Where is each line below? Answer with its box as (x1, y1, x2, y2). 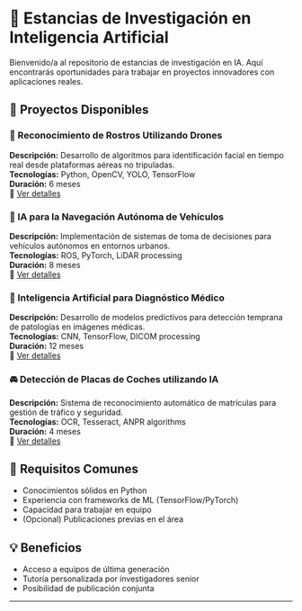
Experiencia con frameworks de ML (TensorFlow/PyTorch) (22, 495, 239, 506)
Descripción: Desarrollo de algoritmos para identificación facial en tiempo (9, 149, 285, 160)
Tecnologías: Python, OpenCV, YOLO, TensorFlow (9, 168, 196, 179)
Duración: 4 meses (9, 426, 81, 436)
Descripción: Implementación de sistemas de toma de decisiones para (9, 230, 272, 241)
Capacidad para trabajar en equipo (22, 504, 152, 516)
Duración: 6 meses (9, 178, 81, 189)
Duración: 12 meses (9, 341, 84, 352)
